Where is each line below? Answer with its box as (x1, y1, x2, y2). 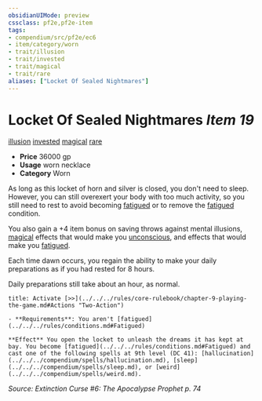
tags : (8, 26, 26, 34)
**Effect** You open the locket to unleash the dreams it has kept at (8, 336, 244, 344)
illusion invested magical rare (8, 137, 103, 146)
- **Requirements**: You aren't (8, 315, 114, 323)
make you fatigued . (8, 241, 71, 250)
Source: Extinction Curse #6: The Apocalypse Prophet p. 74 (8, 384, 202, 393)
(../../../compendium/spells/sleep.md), (8, 363, 143, 371)
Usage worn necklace (19, 160, 91, 170)
